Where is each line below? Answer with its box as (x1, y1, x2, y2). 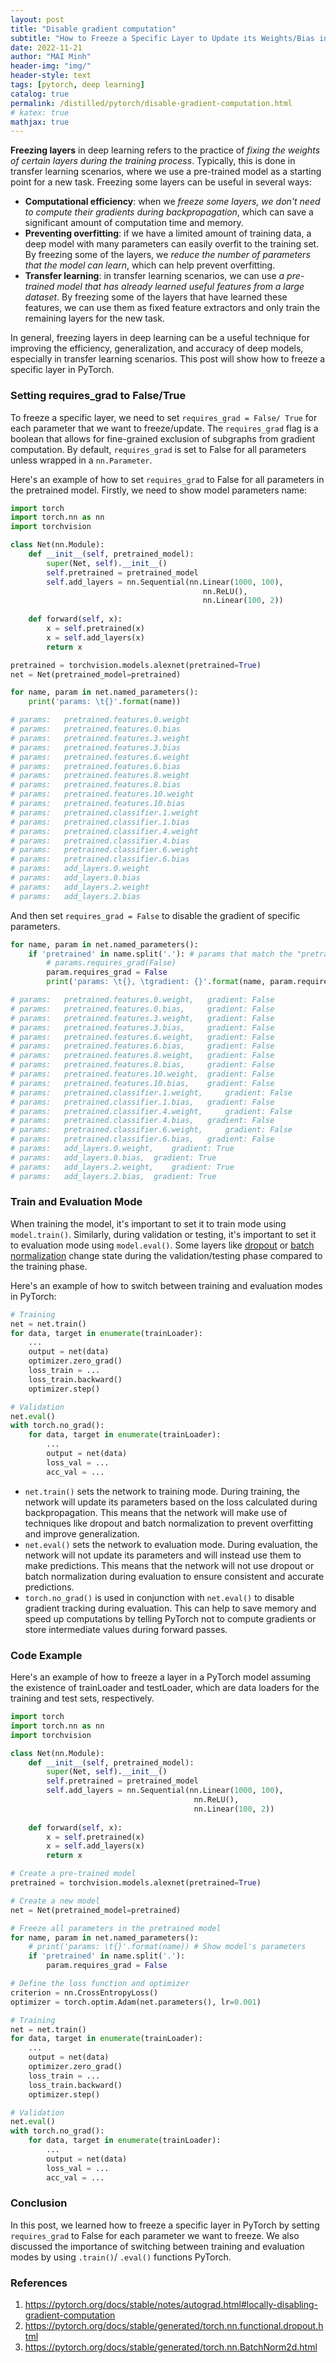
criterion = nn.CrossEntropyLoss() (10, 1987, 159, 1998)
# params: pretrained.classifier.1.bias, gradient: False (10, 1097, 275, 1107)
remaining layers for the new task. (24, 312, 165, 325)
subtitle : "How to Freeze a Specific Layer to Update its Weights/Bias (10, 33, 315, 43)
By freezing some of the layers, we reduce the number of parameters (24, 249, 311, 261)
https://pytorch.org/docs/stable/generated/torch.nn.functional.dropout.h (24, 2320, 324, 2332)
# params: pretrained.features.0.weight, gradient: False (10, 995, 275, 1005)
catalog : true (10, 89, 70, 99)
